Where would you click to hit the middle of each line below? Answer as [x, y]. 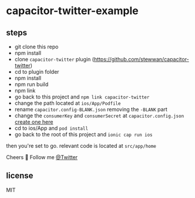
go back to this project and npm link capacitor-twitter [82, 97]
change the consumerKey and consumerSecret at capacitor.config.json [99, 115]
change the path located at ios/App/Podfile [68, 103]
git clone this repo [36, 47]
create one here [34, 122]
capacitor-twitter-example [73, 11]
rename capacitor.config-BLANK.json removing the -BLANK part [91, 109]
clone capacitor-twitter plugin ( [54, 59]
